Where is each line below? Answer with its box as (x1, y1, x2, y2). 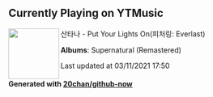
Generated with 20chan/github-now (8, 79, 134, 89)
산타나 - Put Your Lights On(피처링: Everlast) (60, 28, 206, 39)
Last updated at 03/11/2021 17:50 (60, 61, 170, 70)
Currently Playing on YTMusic (8, 6, 164, 20)
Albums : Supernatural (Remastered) (60, 44, 182, 55)
